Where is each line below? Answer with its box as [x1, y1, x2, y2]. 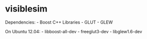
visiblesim [5, 3, 48, 14]
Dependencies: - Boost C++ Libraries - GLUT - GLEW [5, 19, 113, 25]
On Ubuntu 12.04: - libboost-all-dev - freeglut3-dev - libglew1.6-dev [5, 28, 143, 34]
